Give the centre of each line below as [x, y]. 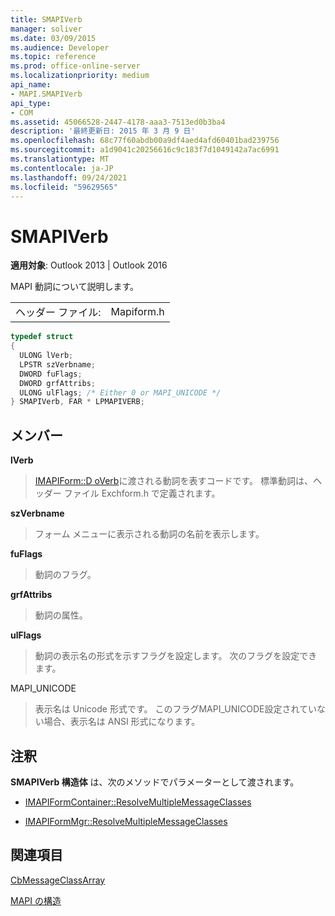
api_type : [31, 103]
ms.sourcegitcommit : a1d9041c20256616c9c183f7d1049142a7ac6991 [145, 150]
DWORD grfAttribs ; [58, 383]
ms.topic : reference [53, 57]
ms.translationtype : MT [60, 159]
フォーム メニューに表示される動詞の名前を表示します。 [149, 534]
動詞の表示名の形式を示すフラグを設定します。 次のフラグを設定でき [176, 656]
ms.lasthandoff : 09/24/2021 [69, 177]
